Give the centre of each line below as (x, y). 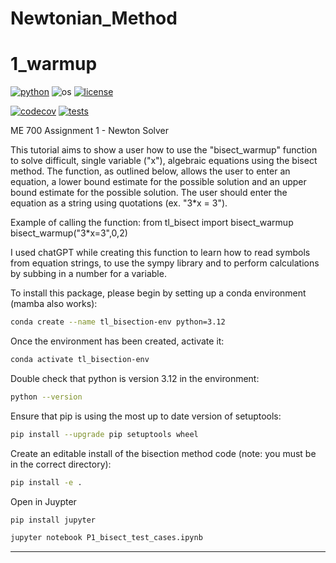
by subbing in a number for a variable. (88, 274)
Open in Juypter (43, 501)
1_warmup (54, 64)
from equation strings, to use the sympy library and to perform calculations (165, 263)
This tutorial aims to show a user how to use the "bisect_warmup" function (164, 150)
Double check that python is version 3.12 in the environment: (135, 378)
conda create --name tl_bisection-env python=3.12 (118, 322)
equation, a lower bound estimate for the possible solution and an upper (158, 182)
